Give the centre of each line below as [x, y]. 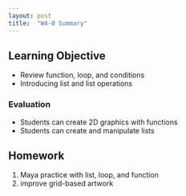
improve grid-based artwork [67, 184]
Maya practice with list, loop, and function [89, 175]
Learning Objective [57, 56]
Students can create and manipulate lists [87, 130]
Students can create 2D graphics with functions [99, 122]
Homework [36, 156]
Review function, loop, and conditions [82, 75]
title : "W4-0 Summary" [48, 23]
